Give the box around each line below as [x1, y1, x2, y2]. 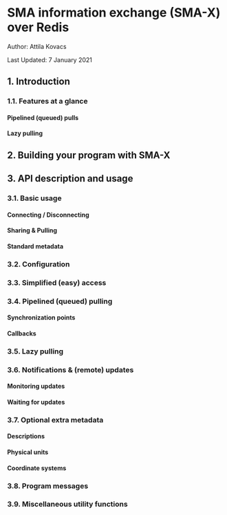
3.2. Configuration [7, 259, 70, 269]
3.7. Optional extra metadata [7, 415, 104, 425]
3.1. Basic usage [7, 193, 62, 203]
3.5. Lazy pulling [7, 347, 64, 356]
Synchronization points [7, 313, 76, 322]
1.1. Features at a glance [7, 97, 88, 106]
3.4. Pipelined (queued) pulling [7, 296, 113, 306]
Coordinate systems [7, 464, 67, 472]
